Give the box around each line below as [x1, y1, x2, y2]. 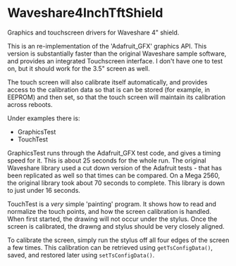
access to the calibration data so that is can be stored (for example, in [7, 85, 210, 94]
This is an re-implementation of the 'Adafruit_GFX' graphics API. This [7, 42, 207, 50]
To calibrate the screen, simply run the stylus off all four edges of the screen [7, 236, 230, 244]
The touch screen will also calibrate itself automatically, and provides [7, 77, 208, 86]
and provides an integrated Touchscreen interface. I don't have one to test [7, 56, 223, 65]
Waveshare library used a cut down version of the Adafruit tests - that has [7, 163, 222, 172]
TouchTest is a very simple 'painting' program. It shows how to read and [7, 199, 216, 208]
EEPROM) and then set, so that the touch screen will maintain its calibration [7, 93, 226, 101]
